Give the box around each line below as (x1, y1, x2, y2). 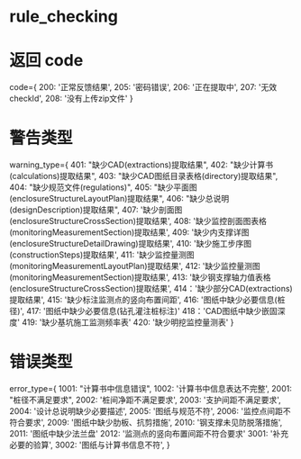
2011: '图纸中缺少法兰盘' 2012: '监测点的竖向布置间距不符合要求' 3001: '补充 (9, 428, 289, 438)
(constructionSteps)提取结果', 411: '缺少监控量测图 (9, 249, 195, 260)
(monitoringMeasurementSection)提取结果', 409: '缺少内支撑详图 (9, 227, 250, 238)
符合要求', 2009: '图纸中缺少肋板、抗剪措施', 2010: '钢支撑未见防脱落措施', (9, 417, 283, 427)
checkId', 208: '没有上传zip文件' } (9, 93, 133, 104)
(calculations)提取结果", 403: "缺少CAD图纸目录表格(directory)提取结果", (9, 171, 278, 182)
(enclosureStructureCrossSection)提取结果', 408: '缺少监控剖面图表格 (9, 216, 268, 227)
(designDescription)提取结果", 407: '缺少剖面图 (9, 204, 183, 215)
